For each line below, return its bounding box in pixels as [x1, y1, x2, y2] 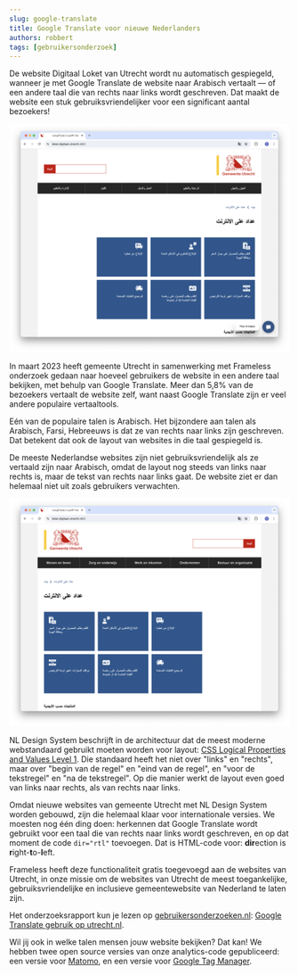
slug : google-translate [9, 14, 98, 23]
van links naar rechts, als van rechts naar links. [9, 782, 181, 793]
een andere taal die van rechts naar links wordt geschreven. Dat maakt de [9, 87, 280, 98]
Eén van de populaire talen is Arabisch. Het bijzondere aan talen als [9, 416, 256, 426]
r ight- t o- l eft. [9, 847, 55, 858]
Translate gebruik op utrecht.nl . [9, 920, 125, 930]
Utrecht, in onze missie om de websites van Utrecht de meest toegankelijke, [9, 874, 287, 885]
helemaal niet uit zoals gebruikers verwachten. [9, 480, 181, 491]
